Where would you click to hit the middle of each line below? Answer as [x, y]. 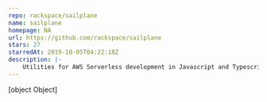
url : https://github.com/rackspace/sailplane [85, 38]
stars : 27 [25, 45]
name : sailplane [35, 23]
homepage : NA [30, 30]
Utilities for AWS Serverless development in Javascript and [126, 67]
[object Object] [33, 89]
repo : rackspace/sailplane [53, 15]
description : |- [35, 60]
